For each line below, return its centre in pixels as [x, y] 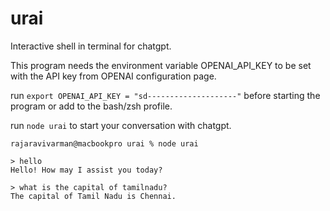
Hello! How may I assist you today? [86, 170]
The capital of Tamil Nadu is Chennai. [93, 196]
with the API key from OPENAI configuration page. [113, 76]
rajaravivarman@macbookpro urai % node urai [104, 143]
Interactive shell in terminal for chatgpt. [91, 46]
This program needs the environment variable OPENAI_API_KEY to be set [161, 65]
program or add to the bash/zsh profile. [91, 106]
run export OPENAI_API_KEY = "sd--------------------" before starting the [165, 95]
